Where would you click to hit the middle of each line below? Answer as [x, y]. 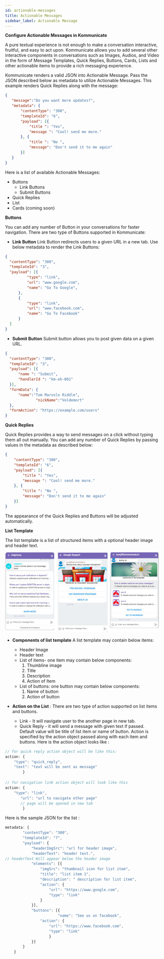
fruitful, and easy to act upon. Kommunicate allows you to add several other [81, 50]
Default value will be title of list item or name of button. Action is [84, 731]
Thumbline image [44, 665]
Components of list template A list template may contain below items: [83, 640]
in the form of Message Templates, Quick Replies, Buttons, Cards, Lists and [81, 60]
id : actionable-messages [30, 10]
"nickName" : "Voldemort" [60, 400]
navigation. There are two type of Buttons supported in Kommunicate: [75, 232]
